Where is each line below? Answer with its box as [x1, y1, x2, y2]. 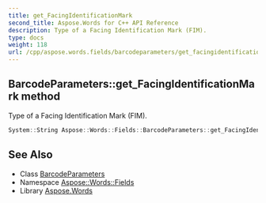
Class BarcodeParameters [19, 169, 105, 179]
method [21, 90, 61, 103]
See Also [8, 148, 53, 162]
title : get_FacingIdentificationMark [8, 11, 133, 20]
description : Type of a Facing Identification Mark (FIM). [8, 26, 207, 34]
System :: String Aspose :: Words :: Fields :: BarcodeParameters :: [8, 126, 211, 134]
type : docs [8, 33, 44, 42]
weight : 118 [8, 41, 47, 49]
